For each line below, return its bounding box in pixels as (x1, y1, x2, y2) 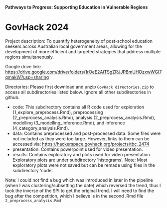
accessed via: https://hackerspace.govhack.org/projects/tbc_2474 (12, 141, 150, 147)
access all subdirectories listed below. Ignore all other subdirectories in (5, 89, 151, 95)
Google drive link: (5, 63, 41, 69)
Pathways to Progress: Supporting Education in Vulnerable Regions (5, 4, 148, 10)
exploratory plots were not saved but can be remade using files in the (12, 162, 156, 168)
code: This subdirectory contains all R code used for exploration (12, 104, 145, 110)
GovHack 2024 (5, 22, 69, 33)
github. (5, 94, 20, 100)
